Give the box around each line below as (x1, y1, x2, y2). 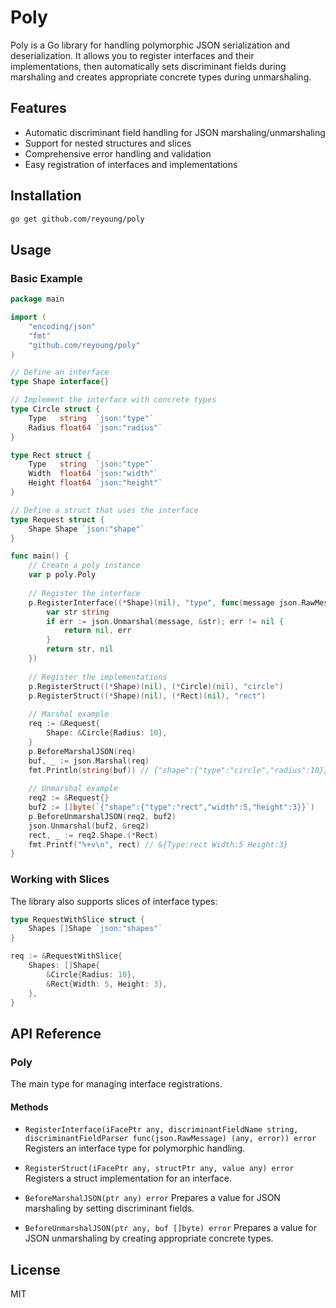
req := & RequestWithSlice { (10, 951, 123, 961)
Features (10, 100, 67, 117)
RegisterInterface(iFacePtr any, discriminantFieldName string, (24, 1125, 299, 1135)
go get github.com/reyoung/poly (10, 214, 145, 224)
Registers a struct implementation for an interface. (24, 1172, 232, 1185)
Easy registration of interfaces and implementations (24, 158, 238, 170)
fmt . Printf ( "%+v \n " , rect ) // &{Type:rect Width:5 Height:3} (28, 839, 288, 850)
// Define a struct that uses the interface (10, 505, 199, 515)
